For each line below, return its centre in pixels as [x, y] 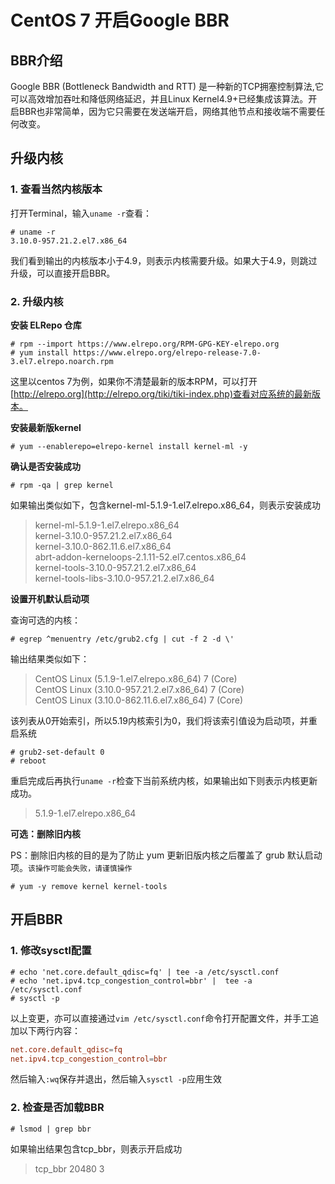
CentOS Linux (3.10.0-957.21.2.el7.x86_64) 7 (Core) [139, 689]
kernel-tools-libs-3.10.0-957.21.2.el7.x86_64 [124, 578]
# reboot [28, 761]
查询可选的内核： [45, 620]
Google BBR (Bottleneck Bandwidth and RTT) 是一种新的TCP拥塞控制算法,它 [167, 86]
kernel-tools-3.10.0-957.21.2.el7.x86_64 [115, 567]
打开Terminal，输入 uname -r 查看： [81, 213]
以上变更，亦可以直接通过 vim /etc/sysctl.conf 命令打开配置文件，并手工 [160, 1018]
